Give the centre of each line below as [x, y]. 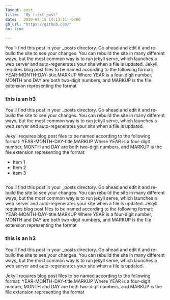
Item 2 [19, 168]
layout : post [19, 10]
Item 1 [19, 162]
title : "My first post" [32, 15]
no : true [15, 29]
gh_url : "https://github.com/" [38, 24]
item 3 [19, 173]
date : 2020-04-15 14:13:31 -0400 [43, 19]
